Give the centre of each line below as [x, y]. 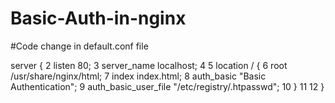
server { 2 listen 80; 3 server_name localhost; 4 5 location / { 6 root [149, 65]
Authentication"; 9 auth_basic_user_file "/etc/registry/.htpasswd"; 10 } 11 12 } [167, 86]
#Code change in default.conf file [79, 46]
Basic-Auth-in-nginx [98, 18]
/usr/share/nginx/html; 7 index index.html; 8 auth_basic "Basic [138, 76]
